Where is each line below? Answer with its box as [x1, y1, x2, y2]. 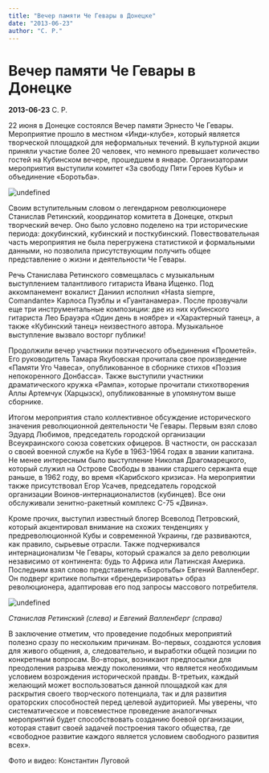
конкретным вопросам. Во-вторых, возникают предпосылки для [8, 655, 231, 664]
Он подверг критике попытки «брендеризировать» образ [8, 573, 206, 584]
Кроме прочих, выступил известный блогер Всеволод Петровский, [8, 514, 240, 523]
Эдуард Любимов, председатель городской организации [8, 430, 206, 440]
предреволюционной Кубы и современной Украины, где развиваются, [8, 531, 252, 540]
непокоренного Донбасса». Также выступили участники [8, 371, 204, 381]
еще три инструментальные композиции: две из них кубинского [8, 304, 230, 314]
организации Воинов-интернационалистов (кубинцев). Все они [8, 490, 226, 499]
